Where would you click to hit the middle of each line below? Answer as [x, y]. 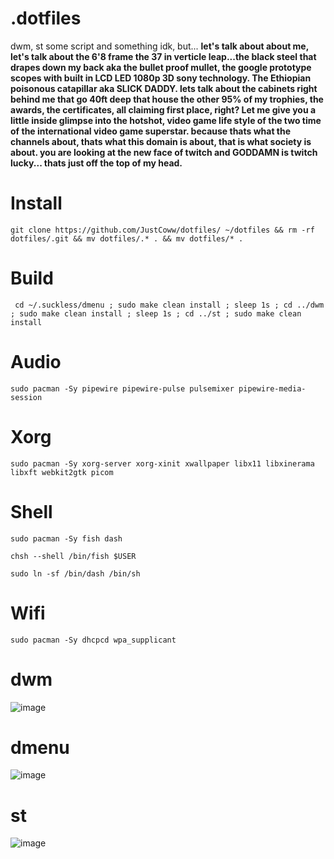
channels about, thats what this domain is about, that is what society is [161, 141]
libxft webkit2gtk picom [62, 472]
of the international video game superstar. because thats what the [151, 131]
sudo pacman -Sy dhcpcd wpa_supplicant [93, 640]
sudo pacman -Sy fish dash [66, 538]
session [26, 397]
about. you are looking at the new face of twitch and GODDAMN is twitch [164, 152]
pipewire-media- [272, 388]
